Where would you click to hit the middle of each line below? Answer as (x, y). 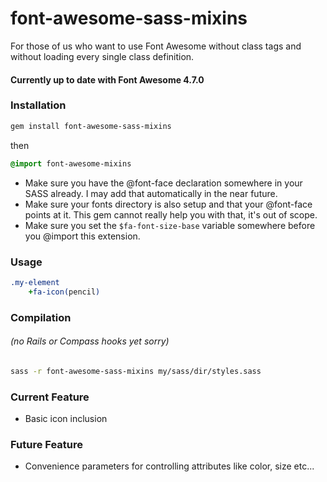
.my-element (35, 282)
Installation (38, 105)
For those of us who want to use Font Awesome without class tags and (156, 46)
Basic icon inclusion (66, 418)
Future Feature (47, 444)
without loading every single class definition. (102, 56)
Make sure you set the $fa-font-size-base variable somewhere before (170, 225)
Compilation (41, 317)
